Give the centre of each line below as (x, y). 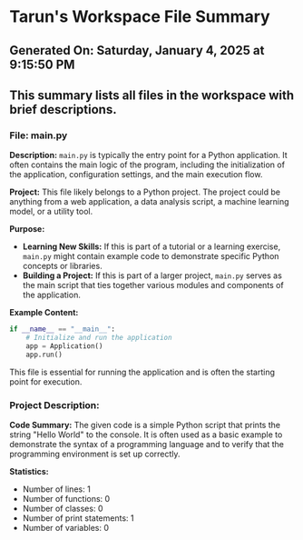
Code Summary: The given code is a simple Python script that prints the (145, 425)
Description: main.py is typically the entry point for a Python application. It (148, 155)
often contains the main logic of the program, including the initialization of (147, 165)
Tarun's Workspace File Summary (140, 17)
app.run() (44, 355)
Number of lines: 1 (56, 489)
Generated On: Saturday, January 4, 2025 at (137, 50)
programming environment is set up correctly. (95, 454)
